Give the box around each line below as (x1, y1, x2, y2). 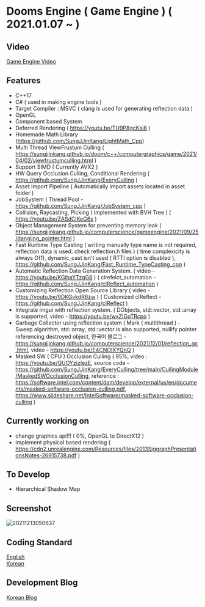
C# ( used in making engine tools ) (15, 98, 102, 105)
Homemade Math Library (15, 130, 78, 138)
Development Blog (6, 578, 78, 588)
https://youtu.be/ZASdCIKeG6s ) (15, 215, 97, 223)
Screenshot (6, 503, 52, 513)
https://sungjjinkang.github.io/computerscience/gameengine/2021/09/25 (15, 228, 199, 235)
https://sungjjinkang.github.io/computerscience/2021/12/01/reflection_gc (15, 339, 198, 347)
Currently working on (6, 416, 90, 426)
